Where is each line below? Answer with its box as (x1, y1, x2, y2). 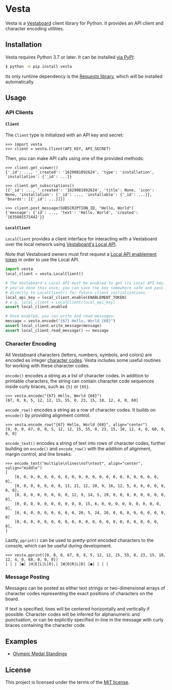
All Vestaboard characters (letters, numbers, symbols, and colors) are (5, 352, 152, 358)
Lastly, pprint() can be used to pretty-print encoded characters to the (5, 537, 154, 543)
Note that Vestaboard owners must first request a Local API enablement (5, 251, 157, 257)
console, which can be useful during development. (5, 543, 113, 549)
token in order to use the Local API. (5, 257, 80, 263)
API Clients (5, 109, 34, 116)
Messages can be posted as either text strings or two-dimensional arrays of (5, 585, 165, 591)
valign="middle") (5, 465, 42, 471)
